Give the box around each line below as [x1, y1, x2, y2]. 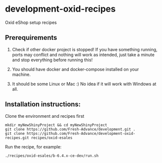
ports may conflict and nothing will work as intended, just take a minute [12, 52, 155, 57]
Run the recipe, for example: [5, 144, 62, 149]
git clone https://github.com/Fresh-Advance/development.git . [5, 127, 136, 132]
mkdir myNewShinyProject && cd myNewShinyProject [5, 123, 108, 127]
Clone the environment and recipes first [5, 113, 84, 119]
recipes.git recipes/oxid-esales [5, 135, 73, 140]
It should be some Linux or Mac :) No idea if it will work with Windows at [12, 81, 157, 87]
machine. [12, 72, 31, 77]
